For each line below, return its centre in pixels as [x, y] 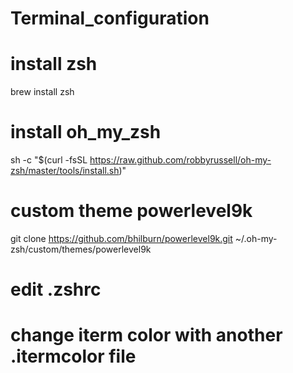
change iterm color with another [146, 335]
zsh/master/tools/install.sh [65, 171]
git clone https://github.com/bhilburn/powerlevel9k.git [121, 238]
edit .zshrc [56, 289]
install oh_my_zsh [86, 132]
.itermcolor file [73, 356]
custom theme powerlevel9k [131, 211]
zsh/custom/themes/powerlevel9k [81, 249]
